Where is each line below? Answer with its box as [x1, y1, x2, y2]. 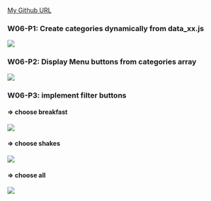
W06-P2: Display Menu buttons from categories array [7, 57, 197, 67]
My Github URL [7, 6, 52, 14]
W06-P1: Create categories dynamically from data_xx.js [7, 23, 204, 33]
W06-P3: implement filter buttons [7, 90, 127, 100]
